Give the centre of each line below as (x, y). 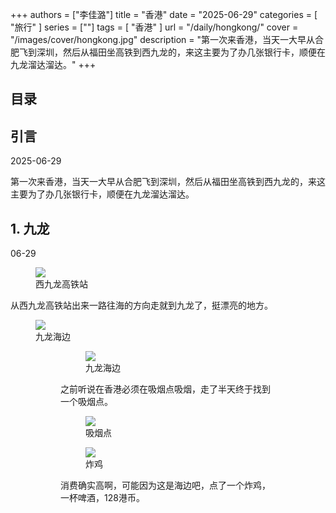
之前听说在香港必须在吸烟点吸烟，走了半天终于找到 (165, 389)
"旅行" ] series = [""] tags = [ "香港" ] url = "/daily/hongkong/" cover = (154, 27)
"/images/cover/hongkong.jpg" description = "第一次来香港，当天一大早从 (162, 39)
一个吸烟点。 (86, 402)
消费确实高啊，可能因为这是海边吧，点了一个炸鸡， (165, 485)
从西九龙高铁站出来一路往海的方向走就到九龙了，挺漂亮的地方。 (141, 305)
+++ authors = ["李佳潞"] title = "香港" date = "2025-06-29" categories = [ (164, 14)
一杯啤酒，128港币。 (102, 498)
